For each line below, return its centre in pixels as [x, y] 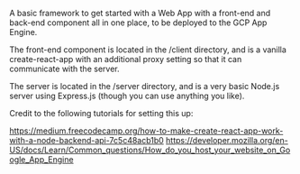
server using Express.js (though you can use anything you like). [127, 96]
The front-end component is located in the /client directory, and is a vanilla [148, 50]
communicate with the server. [64, 69]
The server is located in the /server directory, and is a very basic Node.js [145, 86]
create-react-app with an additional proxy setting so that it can [126, 59]
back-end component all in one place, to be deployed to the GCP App [138, 23]
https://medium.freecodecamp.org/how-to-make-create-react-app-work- [146, 131]
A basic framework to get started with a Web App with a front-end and [140, 13]
